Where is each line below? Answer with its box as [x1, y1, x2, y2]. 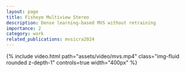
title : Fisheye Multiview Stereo [6, 14, 90, 20]
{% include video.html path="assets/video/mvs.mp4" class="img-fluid [6, 53, 180, 60]
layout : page [6, 8, 39, 15]
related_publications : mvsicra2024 [6, 36, 95, 42]
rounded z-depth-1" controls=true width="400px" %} [6, 59, 138, 66]
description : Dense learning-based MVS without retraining [6, 20, 156, 26]
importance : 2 [6, 25, 42, 32]
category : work [6, 31, 44, 37]
